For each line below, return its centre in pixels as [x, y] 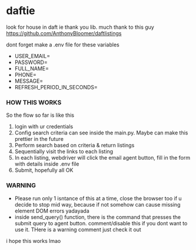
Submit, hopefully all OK [44, 170]
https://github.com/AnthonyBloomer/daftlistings [64, 33]
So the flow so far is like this [40, 115]
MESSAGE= [29, 81]
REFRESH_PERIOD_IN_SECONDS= [56, 87]
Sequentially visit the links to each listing [64, 151]
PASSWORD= [31, 62]
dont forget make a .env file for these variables [63, 45]
